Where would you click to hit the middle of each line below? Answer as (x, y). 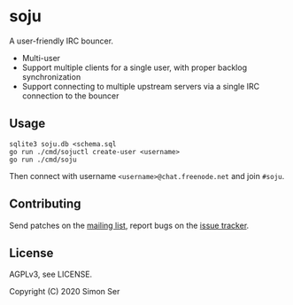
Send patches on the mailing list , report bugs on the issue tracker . (129, 225)
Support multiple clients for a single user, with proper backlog (135, 67)
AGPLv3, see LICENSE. (51, 274)
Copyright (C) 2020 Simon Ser (65, 292)
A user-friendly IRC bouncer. (61, 41)
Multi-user (41, 58)
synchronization (51, 76)
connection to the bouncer (70, 96)
